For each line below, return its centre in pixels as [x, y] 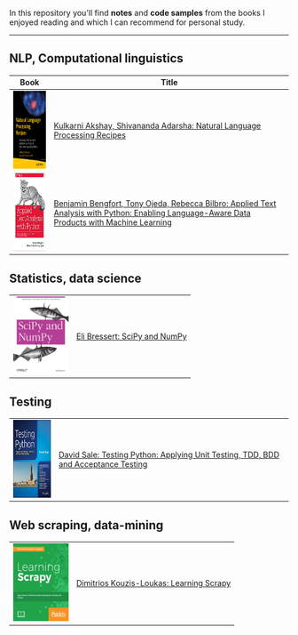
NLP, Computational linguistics [96, 58]
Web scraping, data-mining [86, 525]
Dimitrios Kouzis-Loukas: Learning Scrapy [154, 583]
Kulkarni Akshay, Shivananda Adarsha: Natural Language [157, 126]
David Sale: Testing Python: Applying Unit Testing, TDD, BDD [169, 455]
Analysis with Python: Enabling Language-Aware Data [152, 213]
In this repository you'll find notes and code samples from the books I [137, 13]
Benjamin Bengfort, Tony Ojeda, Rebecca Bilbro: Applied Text [165, 203]
